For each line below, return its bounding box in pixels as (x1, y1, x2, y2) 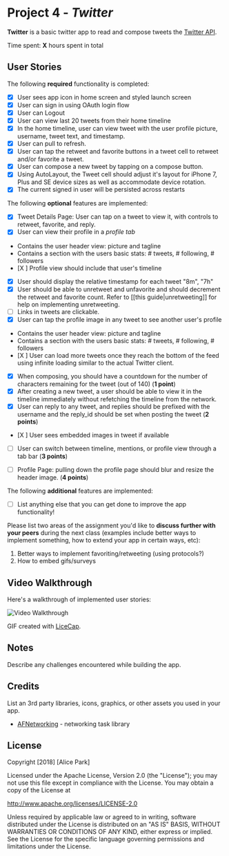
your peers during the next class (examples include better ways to (7, 529, 197, 537)
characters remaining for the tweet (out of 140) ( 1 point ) (17, 379, 176, 388)
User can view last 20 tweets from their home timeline (17, 116, 171, 125)
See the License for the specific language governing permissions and (7, 835, 205, 844)
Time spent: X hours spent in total (7, 41, 103, 49)
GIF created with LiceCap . (7, 621, 81, 630)
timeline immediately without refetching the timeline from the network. (17, 394, 217, 403)
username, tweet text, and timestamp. (17, 132, 126, 140)
